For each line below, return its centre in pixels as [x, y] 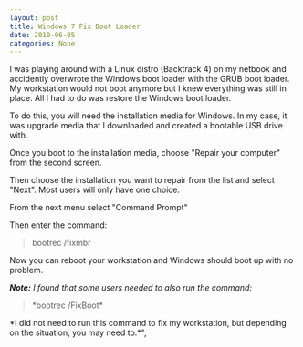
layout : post [34, 18]
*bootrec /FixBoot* [67, 305]
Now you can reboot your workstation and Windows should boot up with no [151, 260]
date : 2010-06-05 [42, 35]
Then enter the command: [58, 225]
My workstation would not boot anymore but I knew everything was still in [148, 88]
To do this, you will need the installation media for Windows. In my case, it [148, 116]
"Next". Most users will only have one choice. [95, 190]
